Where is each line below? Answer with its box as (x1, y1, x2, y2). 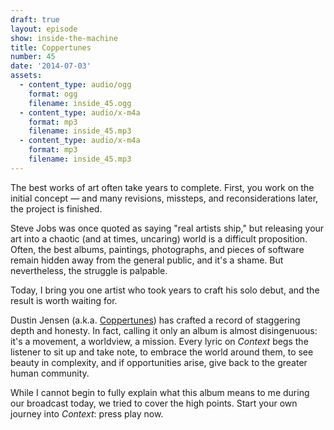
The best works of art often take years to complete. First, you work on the (10, 181, 315, 193)
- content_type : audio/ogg (19, 80, 132, 90)
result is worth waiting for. (10, 294, 118, 306)
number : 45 (10, 52, 56, 62)
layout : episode (10, 24, 78, 34)
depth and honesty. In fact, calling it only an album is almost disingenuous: (10, 324, 318, 336)
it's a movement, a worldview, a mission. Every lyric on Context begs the (10, 335, 309, 347)
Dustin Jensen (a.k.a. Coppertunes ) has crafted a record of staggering (10, 314, 301, 326)
